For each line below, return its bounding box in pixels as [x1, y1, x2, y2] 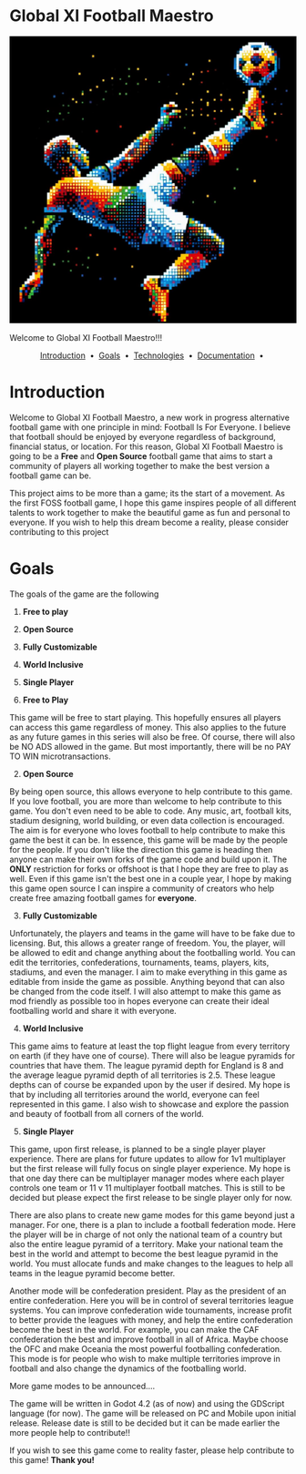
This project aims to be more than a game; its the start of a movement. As [9, 487, 285, 498]
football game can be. [9, 470, 92, 481]
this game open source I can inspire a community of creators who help [9, 883, 275, 894]
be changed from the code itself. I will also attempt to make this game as [9, 986, 281, 997]
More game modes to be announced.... [9, 1380, 156, 1391]
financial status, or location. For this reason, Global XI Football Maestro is [9, 441, 284, 452]
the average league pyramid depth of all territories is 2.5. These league [9, 1070, 276, 1080]
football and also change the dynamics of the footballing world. [9, 1363, 247, 1374]
